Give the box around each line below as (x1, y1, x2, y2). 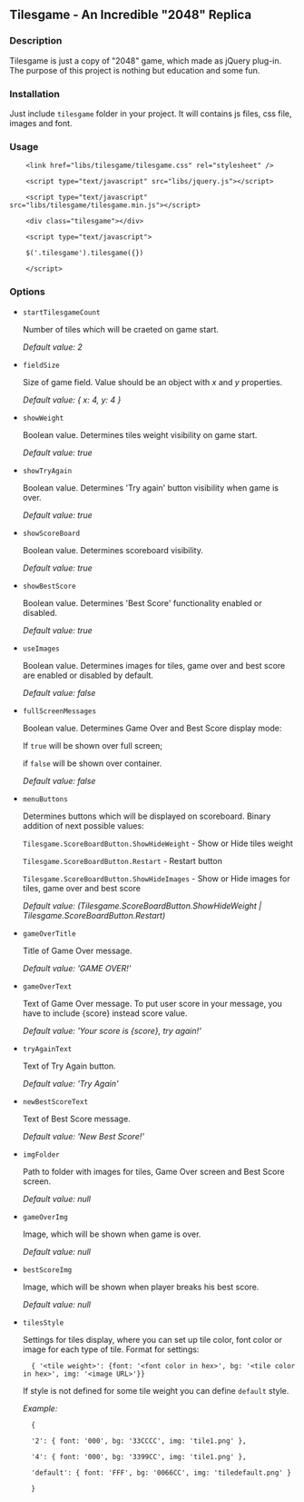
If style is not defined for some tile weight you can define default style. (22, 1385, 289, 1396)
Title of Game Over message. (22, 945, 132, 956)
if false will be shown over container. (22, 758, 162, 769)
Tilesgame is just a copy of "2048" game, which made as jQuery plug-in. (9, 55, 282, 66)
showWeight (22, 413, 64, 423)
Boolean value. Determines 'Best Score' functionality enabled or (22, 597, 262, 608)
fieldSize (22, 361, 61, 370)
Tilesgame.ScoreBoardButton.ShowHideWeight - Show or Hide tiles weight (22, 838, 293, 849)
